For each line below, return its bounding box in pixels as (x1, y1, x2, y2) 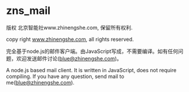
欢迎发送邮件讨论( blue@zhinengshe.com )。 (16, 55, 122, 62)
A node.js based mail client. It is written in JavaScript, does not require (6, 66, 177, 73)
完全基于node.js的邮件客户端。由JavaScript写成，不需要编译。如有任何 (6, 48, 178, 55)
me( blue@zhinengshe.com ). (6, 79, 75, 86)
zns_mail (6, 4, 51, 17)
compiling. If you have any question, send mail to (6, 73, 124, 80)
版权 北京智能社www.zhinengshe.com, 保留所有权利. (6, 24, 133, 31)
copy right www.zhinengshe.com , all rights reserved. (6, 36, 134, 43)
